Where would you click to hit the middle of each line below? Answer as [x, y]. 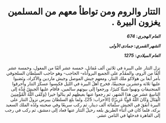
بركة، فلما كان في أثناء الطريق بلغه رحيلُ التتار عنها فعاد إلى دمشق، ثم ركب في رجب [83, 110]
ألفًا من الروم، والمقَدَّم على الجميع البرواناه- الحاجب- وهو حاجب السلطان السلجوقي [83, 73]
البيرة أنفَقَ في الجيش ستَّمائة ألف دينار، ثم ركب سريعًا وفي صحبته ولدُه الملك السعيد [83, 105]
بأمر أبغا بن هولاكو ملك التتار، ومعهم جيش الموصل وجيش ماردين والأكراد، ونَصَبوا [87, 78]
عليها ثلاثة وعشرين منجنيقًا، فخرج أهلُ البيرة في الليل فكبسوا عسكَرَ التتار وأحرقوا [86, 84]
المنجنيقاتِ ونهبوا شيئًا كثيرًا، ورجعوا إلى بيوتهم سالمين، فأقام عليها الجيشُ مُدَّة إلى [85, 89]
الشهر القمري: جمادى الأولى [135, 46]
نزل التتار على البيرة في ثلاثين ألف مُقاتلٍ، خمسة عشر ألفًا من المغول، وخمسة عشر [84, 68]
